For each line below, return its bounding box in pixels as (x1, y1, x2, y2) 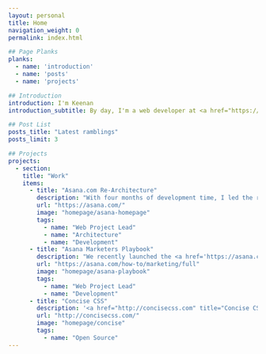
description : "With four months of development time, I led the (36, 194, 253, 202)
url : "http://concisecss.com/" (36, 312, 140, 320)
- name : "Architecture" (43, 230, 123, 238)
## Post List (8, 120, 51, 129)
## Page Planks (8, 48, 59, 56)
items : (22, 179, 44, 187)
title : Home (8, 19, 47, 27)
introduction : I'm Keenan (8, 99, 93, 107)
